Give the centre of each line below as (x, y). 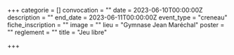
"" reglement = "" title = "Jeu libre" (57, 32)
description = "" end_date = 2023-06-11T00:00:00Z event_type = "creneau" (117, 17)
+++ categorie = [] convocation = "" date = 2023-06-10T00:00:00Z (105, 10)
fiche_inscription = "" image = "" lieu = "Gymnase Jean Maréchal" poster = (116, 25)
